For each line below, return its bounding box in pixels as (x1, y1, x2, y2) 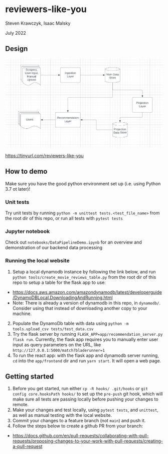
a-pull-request (12, 443, 43, 449)
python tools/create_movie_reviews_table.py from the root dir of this (12, 274, 156, 280)
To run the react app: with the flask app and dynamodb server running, (12, 352, 159, 358)
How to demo (5, 167, 48, 176)
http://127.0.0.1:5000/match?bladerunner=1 (12, 348, 105, 353)
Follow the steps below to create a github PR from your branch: (12, 423, 143, 429)
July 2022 (5, 30, 26, 36)
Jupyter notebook (5, 228, 50, 235)
